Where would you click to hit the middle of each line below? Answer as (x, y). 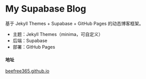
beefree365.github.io (27, 71)
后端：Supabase (30, 41)
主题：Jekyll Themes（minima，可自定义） (58, 34)
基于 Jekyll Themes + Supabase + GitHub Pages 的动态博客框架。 (75, 23)
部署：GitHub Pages (34, 47)
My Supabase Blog (46, 9)
